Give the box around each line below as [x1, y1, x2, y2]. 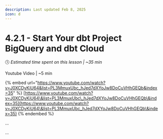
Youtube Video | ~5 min [5, 70, 53, 76]
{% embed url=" [5, 80, 38, 86]
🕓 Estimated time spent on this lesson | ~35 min [5, 59, 102, 65]
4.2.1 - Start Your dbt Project [5, 33, 122, 44]
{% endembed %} [18, 111, 54, 117]
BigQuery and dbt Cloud [5, 43, 105, 54]
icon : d [5, 12, 21, 17]
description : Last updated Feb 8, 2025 [5, 7, 86, 12]
